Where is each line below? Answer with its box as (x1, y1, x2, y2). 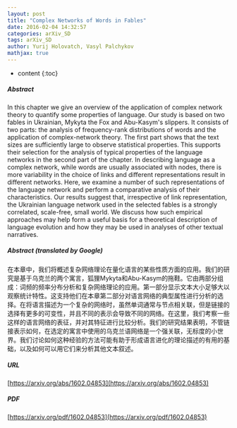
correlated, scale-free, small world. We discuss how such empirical (7, 207, 203, 216)
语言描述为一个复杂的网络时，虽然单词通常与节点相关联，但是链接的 (31, 300, 230, 309)
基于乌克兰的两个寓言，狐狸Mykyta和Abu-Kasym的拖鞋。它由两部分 (19, 274, 218, 282)
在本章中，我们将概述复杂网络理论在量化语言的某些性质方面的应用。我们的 (7, 265, 224, 274)
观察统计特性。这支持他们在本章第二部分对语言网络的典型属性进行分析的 (7, 291, 217, 300)
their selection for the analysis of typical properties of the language (7, 147, 203, 156)
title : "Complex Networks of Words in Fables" (7, 17, 147, 24)
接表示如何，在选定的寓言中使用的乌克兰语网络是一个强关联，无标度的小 (7, 326, 217, 335)
